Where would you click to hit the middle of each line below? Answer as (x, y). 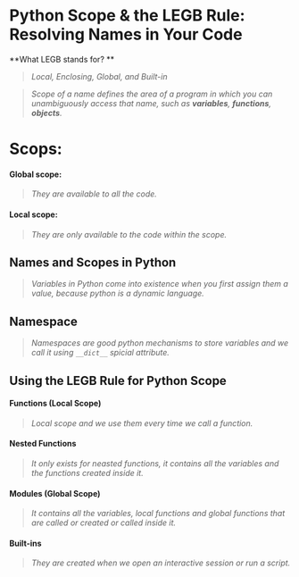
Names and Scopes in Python (93, 262)
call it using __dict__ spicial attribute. (100, 353)
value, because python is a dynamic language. (118, 293)
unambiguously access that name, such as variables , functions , (151, 103)
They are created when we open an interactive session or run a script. (161, 563)
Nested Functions (43, 444)
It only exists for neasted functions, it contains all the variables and (155, 463)
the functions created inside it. (87, 472)
